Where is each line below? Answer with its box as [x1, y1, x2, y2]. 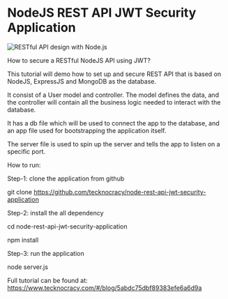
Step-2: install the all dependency [7, 208, 104, 217]
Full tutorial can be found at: [7, 276, 89, 284]
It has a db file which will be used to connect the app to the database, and [7, 118, 220, 127]
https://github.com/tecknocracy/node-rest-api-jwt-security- [33, 187, 206, 196]
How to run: [7, 160, 41, 169]
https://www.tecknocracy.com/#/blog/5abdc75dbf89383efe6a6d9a [7, 284, 202, 292]
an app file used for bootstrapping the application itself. [7, 126, 167, 135]
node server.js [7, 263, 49, 271]
